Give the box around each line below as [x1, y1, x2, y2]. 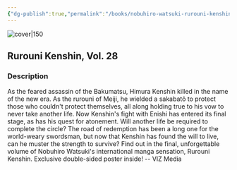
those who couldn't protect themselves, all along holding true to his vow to [7, 102, 224, 111]
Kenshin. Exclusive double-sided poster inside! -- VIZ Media [7, 154, 182, 163]
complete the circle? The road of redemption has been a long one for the [7, 125, 219, 133]
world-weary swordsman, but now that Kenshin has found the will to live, [7, 132, 219, 141]
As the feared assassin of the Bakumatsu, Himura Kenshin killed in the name [7, 87, 229, 96]
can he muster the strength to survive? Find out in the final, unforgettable [7, 140, 220, 148]
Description [7, 71, 49, 81]
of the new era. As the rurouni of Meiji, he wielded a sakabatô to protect [7, 95, 217, 103]
